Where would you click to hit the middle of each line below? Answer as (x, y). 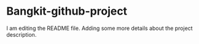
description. (21, 34)
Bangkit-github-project (67, 11)
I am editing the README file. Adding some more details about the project (99, 28)
